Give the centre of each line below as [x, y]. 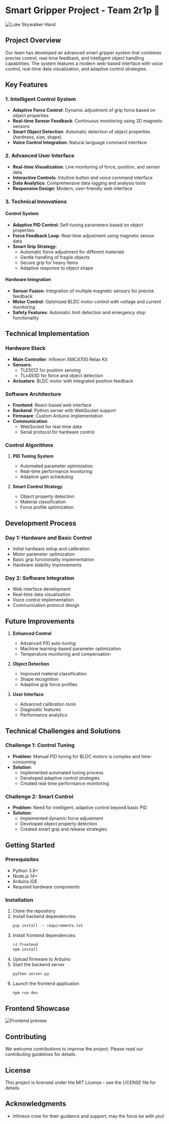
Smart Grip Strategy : [35, 246]
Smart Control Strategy [37, 487]
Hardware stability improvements [47, 565]
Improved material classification [53, 674]
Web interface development [41, 589]
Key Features [27, 85]
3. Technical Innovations [36, 201]
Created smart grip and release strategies [64, 829]
